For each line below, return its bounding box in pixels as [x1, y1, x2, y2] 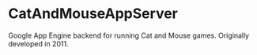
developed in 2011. [8, 38, 69, 48]
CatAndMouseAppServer [8, 5, 178, 23]
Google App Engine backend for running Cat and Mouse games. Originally [8, 31, 250, 40]
